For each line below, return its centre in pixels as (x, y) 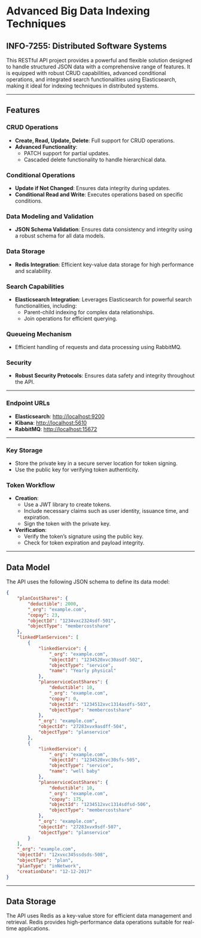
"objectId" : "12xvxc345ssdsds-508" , (63, 855)
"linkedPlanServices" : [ (48, 638)
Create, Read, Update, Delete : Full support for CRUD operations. (95, 140)
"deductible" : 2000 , (53, 604)
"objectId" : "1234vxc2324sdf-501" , (72, 621)
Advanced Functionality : (46, 147)
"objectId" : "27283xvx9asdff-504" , (83, 727)
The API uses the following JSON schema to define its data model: (88, 582)
